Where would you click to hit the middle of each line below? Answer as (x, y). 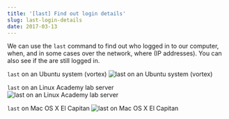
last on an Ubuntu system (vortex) (57, 74)
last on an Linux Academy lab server (61, 88)
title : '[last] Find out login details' (67, 13)
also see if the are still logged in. (54, 61)
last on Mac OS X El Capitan (49, 109)
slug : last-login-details (45, 20)
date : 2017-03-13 (32, 26)
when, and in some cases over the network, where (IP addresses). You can (115, 53)
